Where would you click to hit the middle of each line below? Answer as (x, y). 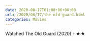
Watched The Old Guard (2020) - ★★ (45, 34)
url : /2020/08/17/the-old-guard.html (45, 15)
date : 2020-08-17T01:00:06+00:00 (41, 10)
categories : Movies (26, 19)
